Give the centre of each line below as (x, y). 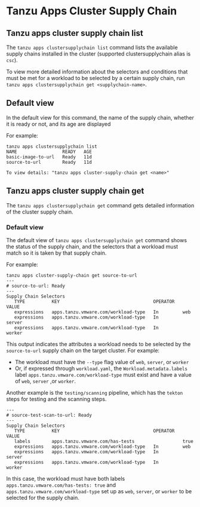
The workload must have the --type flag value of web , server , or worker (102, 362)
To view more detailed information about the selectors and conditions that (97, 72)
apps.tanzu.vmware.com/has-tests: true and (61, 485)
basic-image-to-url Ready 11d (49, 157)
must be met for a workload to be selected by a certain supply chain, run (96, 78)
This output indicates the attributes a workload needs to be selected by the (99, 344)
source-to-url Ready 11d (49, 162)
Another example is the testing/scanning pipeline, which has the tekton (95, 392)
